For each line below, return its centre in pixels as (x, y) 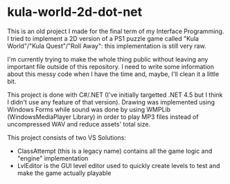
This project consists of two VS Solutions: (67, 137)
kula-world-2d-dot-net (75, 12)
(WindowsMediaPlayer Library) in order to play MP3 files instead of (103, 117)
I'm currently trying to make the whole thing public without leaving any (108, 59)
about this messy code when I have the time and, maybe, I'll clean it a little (113, 74)
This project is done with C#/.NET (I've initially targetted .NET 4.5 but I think (115, 95)
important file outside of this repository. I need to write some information (111, 66)
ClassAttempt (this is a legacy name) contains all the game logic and (115, 151)
